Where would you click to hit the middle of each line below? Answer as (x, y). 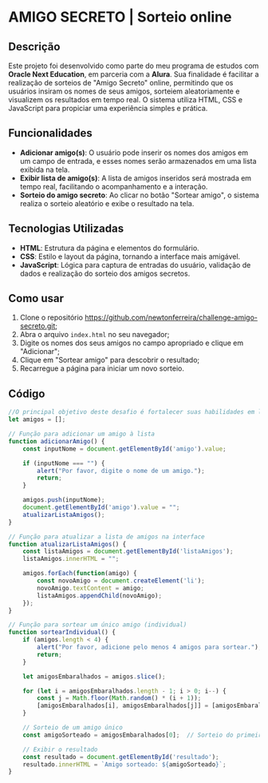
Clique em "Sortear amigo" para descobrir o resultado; (110, 360)
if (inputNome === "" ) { (64, 463)
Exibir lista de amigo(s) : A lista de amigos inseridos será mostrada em (136, 178)
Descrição (34, 47)
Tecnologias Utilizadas (66, 229)
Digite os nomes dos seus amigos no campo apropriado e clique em (132, 343)
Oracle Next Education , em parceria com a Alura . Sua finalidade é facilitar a (134, 74)
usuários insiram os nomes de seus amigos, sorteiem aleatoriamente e (124, 91)
